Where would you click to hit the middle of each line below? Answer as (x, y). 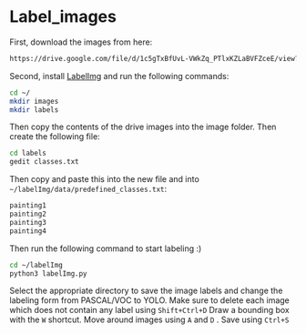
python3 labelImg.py (49, 273)
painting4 (28, 231)
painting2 (28, 214)
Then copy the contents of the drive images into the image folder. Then (143, 127)
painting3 (28, 222)
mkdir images (34, 101)
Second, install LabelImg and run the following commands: (119, 76)
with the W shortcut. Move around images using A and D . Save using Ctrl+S (149, 319)
